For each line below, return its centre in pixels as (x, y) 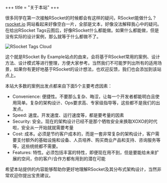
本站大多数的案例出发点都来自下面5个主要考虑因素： (59, 86)
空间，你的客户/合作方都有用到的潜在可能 (63, 159)
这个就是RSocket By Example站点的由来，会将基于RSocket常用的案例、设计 (83, 57)
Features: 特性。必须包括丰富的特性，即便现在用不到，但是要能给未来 (83, 152)
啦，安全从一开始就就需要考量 (43, 128)
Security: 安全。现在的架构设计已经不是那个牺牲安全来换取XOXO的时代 (85, 121)
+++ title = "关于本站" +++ (32, 7)
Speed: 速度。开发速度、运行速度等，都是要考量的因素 (68, 115)
